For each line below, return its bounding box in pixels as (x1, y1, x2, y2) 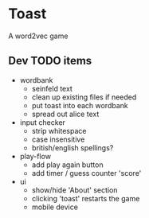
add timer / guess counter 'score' (31, 168, 142, 177)
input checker (19, 117, 66, 127)
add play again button (31, 160, 104, 169)
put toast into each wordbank (31, 100, 129, 110)
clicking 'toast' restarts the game (31, 193, 140, 203)
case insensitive (31, 134, 85, 144)
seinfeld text (31, 84, 73, 93)
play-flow (19, 151, 52, 161)
